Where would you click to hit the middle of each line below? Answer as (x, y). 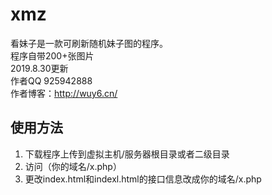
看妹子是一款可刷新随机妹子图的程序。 (89, 43)
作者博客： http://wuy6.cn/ (64, 93)
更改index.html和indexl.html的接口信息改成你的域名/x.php (143, 179)
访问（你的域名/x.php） (73, 166)
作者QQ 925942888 (51, 80)
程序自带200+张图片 (52, 55)
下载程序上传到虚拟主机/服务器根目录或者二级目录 (127, 154)
